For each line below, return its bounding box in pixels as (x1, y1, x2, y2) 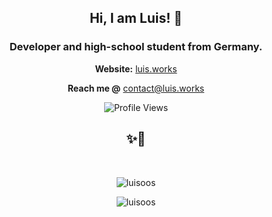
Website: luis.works (94, 62, 178, 75)
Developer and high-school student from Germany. (9, 40, 263, 54)
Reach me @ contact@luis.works (67, 82, 205, 94)
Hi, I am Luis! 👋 (89, 10, 183, 27)
